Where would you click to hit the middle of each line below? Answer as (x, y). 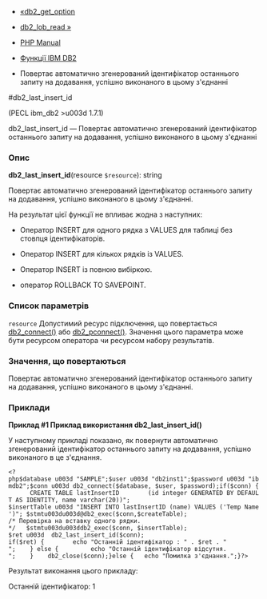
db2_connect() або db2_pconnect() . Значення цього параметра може (126, 332)
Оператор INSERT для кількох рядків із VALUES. (102, 254)
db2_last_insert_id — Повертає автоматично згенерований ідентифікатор (133, 128)
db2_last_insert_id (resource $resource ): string (85, 175)
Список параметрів (49, 305)
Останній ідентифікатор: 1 (52, 586)
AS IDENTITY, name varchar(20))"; (73, 500)
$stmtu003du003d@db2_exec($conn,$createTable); (107, 514)
